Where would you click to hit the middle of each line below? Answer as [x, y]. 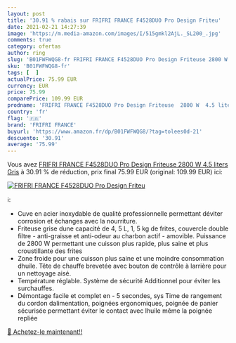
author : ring [26, 53]
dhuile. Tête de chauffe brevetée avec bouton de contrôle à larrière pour [122, 266]
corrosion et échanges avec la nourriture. [77, 221]
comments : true [29, 40]
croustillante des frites [50, 251]
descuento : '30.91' [36, 138]
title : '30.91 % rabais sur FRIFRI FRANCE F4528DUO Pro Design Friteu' [114, 20]
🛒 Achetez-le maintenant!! [45, 332]
